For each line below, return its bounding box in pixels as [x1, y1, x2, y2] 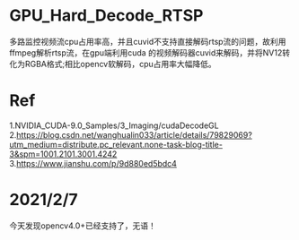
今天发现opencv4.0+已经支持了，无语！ [9, 220, 157, 231]
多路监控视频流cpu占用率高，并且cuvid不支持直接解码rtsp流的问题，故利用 [9, 36, 286, 47]
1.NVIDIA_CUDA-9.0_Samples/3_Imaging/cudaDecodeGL [9, 120, 219, 131]
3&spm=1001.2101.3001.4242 [9, 149, 118, 159]
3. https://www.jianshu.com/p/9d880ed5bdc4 [9, 158, 178, 168]
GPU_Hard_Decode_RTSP [9, 5, 204, 26]
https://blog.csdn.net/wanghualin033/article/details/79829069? [16, 129, 253, 140]
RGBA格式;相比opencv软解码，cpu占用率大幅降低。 [24, 58, 217, 69]
